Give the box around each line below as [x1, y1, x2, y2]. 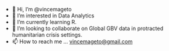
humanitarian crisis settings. [11, 31, 83, 38]
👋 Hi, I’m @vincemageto [11, 6, 72, 13]
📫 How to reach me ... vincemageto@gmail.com [11, 38, 133, 45]
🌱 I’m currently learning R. [11, 19, 77, 25]
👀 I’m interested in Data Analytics [11, 12, 95, 19]
